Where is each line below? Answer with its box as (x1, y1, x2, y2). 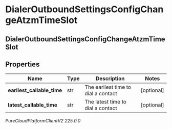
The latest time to (84, 98, 127, 106)
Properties (5, 60, 40, 68)
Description (95, 75, 125, 82)
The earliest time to (84, 84, 132, 91)
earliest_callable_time (8, 87, 62, 94)
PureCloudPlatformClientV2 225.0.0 (5, 118, 81, 124)
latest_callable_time (8, 101, 58, 109)
